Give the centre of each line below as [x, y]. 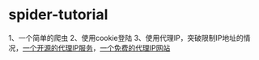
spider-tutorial [58, 15]
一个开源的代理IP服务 [58, 48]
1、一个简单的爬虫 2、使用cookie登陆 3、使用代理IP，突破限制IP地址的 [126, 38]
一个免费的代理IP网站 [135, 48]
